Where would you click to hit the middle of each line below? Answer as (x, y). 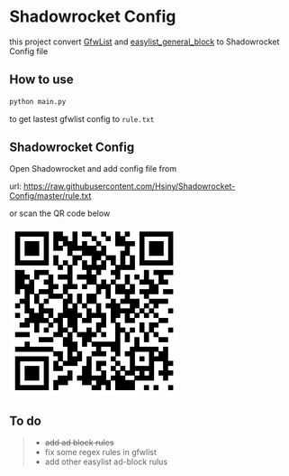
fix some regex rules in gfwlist (101, 453)
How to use (41, 80)
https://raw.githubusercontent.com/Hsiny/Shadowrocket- (130, 186)
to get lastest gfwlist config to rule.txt (82, 118)
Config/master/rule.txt (50, 196)
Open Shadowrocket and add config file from (93, 169)
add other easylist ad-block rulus (106, 462)
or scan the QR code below (60, 213)
